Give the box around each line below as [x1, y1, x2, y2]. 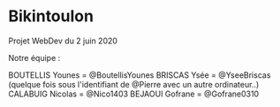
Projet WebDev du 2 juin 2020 [8, 35, 118, 46]
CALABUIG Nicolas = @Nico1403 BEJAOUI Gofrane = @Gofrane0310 [8, 88, 260, 99]
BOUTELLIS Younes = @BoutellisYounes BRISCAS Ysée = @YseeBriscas [8, 69, 271, 80]
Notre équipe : [8, 52, 61, 63]
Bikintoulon [8, 6, 95, 27]
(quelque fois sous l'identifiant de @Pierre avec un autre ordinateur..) [8, 79, 260, 89]
